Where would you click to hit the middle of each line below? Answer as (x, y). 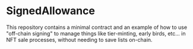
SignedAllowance (50, 11)
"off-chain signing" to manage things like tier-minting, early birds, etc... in (96, 33)
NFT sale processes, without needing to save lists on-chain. (79, 40)
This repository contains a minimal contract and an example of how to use (97, 27)
